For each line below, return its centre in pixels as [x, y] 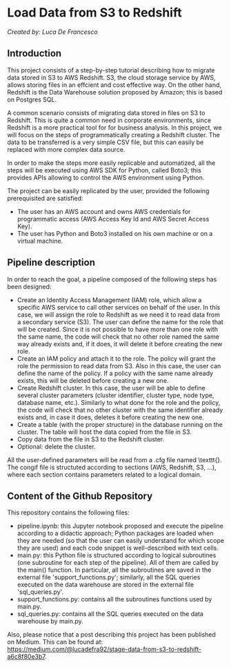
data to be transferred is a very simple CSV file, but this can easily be [106, 142]
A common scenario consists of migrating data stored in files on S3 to [106, 112]
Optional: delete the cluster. [56, 446]
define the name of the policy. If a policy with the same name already [115, 373]
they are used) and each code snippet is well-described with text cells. [118, 548]
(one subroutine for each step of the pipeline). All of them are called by [118, 563]
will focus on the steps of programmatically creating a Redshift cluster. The [114, 135]
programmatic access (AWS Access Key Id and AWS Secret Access [113, 219]
